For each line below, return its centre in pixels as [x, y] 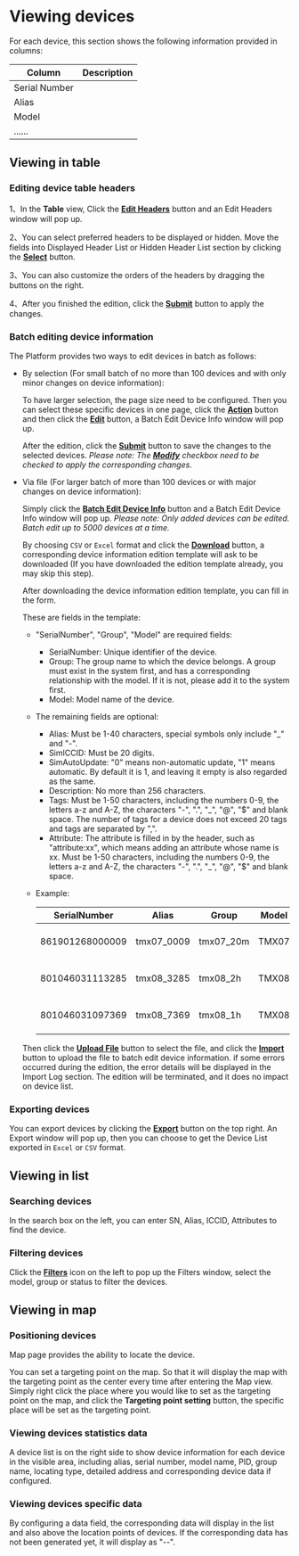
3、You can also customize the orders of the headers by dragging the [137, 275]
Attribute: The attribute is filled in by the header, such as [152, 838]
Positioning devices [53, 1335]
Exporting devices [50, 1109]
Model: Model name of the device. [112, 699]
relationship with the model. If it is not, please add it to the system [169, 680]
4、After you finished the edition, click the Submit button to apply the [137, 303]
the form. [39, 600]
